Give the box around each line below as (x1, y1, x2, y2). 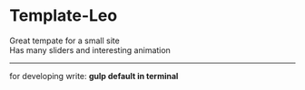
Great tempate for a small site (9, 35, 120, 46)
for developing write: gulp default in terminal (9, 70, 179, 81)
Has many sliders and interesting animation (9, 44, 171, 55)
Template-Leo (9, 5, 118, 26)
